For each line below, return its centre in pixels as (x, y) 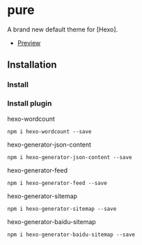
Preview (29, 43)
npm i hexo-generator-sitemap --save (62, 209)
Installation (32, 65)
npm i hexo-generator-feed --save (57, 183)
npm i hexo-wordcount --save (49, 131)
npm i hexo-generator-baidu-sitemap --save (71, 235)
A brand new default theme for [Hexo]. (63, 29)
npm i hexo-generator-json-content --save (70, 157)
